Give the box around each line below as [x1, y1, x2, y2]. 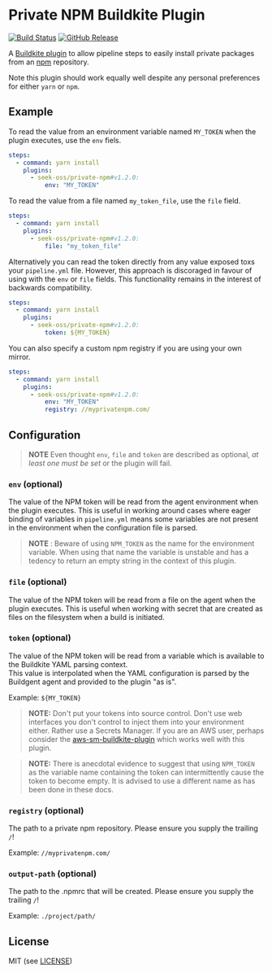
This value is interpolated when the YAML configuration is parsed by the [8, 668, 250, 678]
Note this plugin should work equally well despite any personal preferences [8, 72, 261, 82]
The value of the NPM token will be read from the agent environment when [8, 497, 258, 507]
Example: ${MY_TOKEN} [8, 692, 82, 702]
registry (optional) [8, 805, 84, 816]
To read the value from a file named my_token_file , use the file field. [8, 196, 241, 206]
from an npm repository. [8, 57, 89, 67]
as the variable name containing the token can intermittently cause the [28, 767, 265, 777]
